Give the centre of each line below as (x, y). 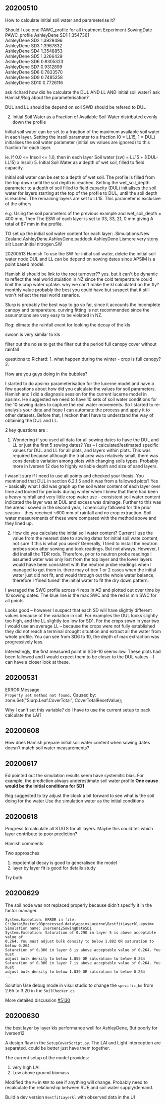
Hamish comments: (25, 844)
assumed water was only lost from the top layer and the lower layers (82, 559)
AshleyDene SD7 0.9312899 (34, 67)
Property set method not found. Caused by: (51, 695)
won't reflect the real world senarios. (43, 295)
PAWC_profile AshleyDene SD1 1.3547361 (47, 35)
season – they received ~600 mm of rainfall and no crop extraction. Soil (78, 513)
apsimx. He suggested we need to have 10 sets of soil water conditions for (81, 399)
